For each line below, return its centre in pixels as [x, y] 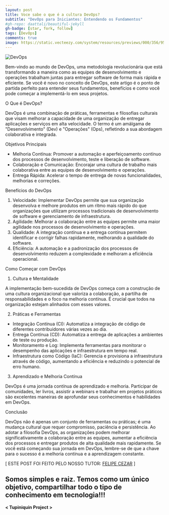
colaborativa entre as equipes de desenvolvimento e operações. [79, 170]
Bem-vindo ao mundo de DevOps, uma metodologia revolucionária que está [84, 66]
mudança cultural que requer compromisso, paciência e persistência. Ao [80, 427]
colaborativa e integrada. [31, 134]
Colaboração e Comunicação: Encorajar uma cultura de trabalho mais [85, 165]
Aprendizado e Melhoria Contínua [47, 376]
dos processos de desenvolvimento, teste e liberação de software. [81, 159]
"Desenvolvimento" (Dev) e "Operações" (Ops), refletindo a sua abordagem [84, 129]
